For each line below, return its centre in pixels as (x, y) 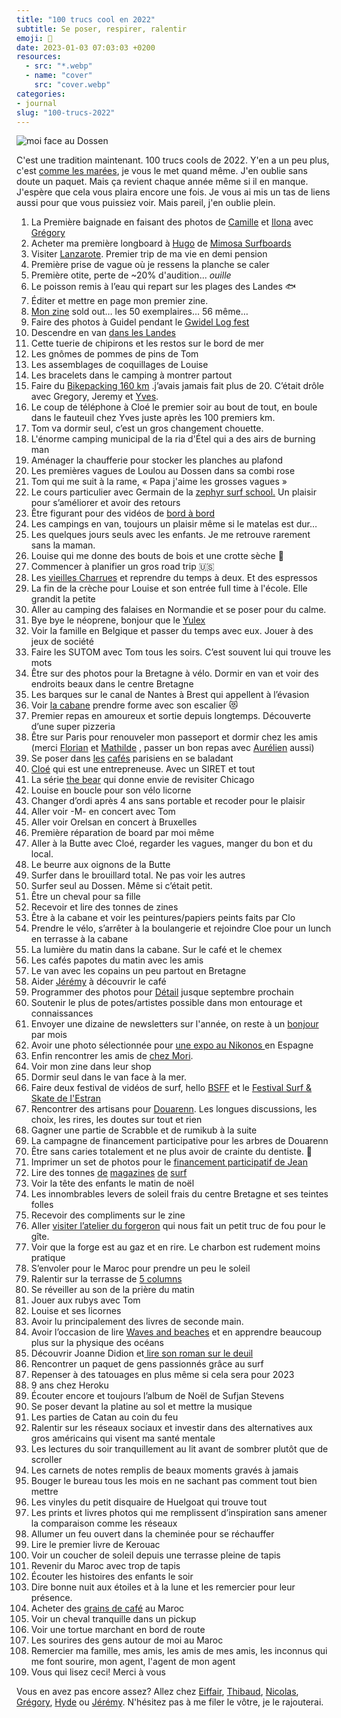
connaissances (62, 1013)
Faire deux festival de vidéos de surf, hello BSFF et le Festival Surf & (171, 1088)
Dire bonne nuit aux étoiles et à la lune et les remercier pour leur (163, 1587)
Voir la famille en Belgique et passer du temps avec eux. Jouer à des (172, 631)
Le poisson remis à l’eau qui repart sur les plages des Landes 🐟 (163, 287)
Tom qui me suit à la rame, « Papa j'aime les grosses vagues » (159, 482)
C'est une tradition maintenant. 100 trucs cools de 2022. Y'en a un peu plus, (173, 160)
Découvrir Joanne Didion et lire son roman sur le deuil (142, 1353)
